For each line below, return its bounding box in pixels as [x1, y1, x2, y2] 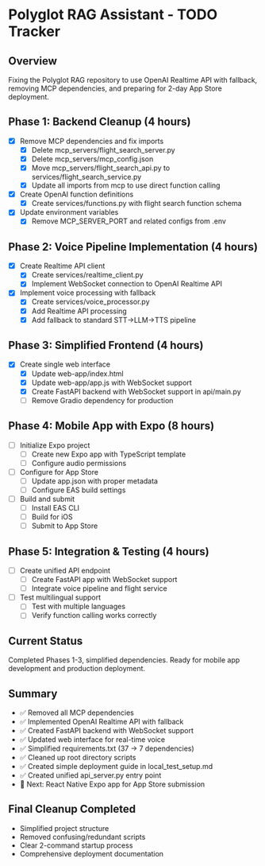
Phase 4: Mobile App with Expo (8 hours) [8, 419, 215, 433]
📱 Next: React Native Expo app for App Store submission [19, 779, 205, 789]
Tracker [8, 22, 61, 41]
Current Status [8, 634, 83, 647]
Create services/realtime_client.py [31, 270, 144, 280]
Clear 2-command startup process [19, 841, 133, 850]
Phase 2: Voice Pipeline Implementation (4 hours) [8, 240, 259, 254]
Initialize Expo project [19, 440, 90, 450]
